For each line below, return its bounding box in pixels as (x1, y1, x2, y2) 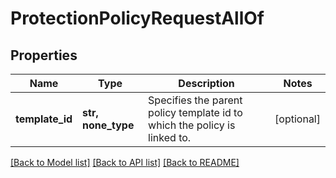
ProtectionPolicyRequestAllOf (10, 7, 265, 30)
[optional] (274, 112, 321, 126)
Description (178, 77, 235, 90)
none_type (82, 118, 135, 132)
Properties (10, 47, 78, 64)
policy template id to (148, 106, 243, 119)
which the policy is (148, 118, 236, 132)
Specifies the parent (148, 93, 243, 107)
